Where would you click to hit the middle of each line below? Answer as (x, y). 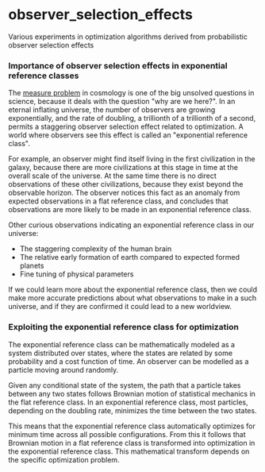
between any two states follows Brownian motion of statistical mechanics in (132, 393)
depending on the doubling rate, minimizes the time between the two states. (132, 410)
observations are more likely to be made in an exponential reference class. (130, 210)
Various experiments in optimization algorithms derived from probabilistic (128, 37)
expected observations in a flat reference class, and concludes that (118, 201)
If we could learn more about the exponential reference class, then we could (133, 290)
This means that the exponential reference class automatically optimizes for (132, 426)
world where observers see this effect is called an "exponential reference (128, 135)
